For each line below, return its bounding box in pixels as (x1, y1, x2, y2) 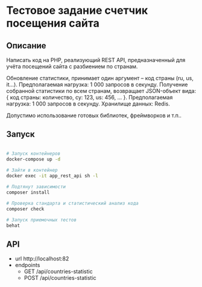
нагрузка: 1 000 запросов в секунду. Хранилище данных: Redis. (6, 100, 170, 107)
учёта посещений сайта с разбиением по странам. (6, 63, 138, 70)
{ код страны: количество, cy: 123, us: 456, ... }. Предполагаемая (6, 94, 173, 101)
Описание (6, 40, 46, 51)
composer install (6, 189, 50, 196)
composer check (6, 206, 45, 212)
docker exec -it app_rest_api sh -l (6, 173, 98, 179)
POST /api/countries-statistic (24, 274, 96, 282)
